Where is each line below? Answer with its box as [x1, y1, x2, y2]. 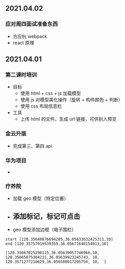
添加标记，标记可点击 [12, 212, 80, 221]
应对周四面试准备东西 [5, 21, 58, 28]
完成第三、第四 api [12, 142, 52, 149]
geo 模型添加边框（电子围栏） [12, 226, 76, 233]
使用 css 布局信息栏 [20, 103, 62, 110]
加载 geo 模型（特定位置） [12, 195, 69, 202]
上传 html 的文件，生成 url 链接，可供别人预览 [20, 116, 117, 122]
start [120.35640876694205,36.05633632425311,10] [5, 237, 114, 242]
